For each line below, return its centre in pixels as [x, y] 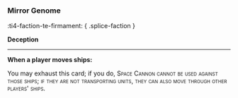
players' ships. [27, 88]
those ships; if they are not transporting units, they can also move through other [117, 81]
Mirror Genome [34, 11]
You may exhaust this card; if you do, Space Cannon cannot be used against [113, 73]
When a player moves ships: [50, 60]
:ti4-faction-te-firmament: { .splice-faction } [72, 26]
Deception [23, 39]
